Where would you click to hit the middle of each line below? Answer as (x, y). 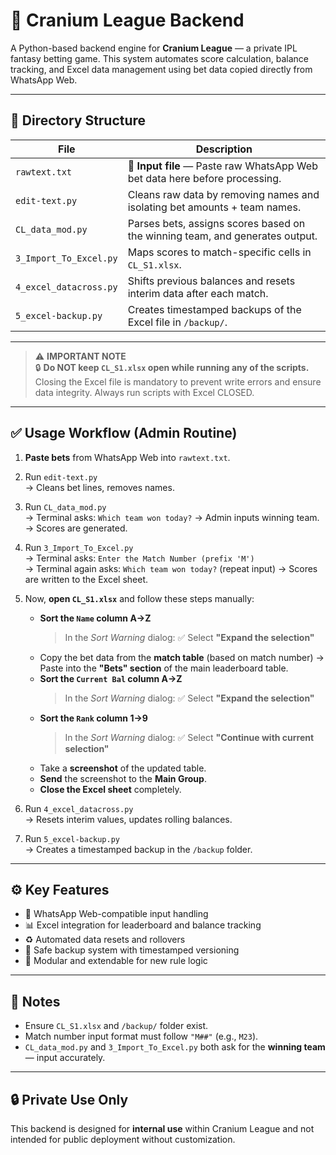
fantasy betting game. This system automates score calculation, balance (159, 58)
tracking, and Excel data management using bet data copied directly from (161, 69)
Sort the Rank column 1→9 (93, 718)
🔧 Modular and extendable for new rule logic (116, 961)
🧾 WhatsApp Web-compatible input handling (116, 914)
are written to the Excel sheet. (86, 579)
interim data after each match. (198, 293)
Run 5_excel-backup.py (72, 838)
